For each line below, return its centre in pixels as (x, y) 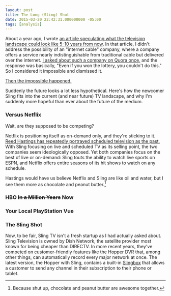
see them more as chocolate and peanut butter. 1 (56, 184)
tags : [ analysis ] (24, 24)
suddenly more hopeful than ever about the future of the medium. (74, 102)
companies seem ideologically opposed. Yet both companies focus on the (83, 152)
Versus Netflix (23, 115)
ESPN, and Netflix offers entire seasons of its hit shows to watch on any (80, 163)
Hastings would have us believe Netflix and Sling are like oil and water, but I (84, 178)
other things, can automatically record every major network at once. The (81, 257)
